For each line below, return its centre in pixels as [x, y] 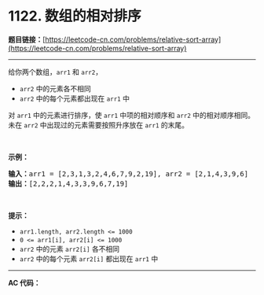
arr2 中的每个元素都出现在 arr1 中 [74, 98]
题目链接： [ [27, 39]
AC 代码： [24, 282]
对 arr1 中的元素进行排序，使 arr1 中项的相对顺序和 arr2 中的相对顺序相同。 [132, 115]
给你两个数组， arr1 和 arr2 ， [55, 72]
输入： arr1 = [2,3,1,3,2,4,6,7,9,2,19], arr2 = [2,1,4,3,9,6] [128, 173]
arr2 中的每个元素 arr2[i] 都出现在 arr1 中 [89, 258]
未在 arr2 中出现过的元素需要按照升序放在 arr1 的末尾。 [99, 125]
